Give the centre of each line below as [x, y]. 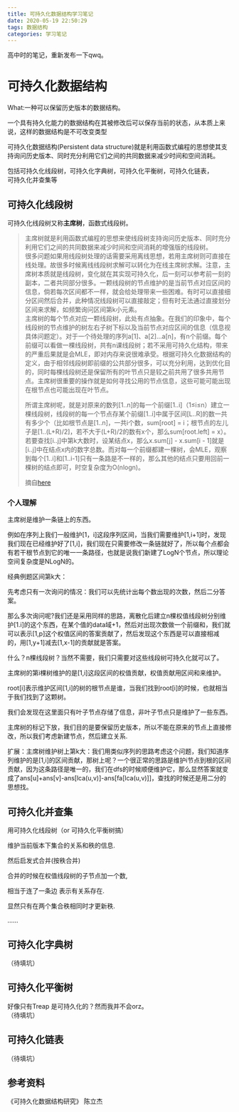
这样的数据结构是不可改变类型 [63, 132]
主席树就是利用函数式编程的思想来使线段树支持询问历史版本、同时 [121, 238]
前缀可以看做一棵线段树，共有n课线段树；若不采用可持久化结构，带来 [127, 345]
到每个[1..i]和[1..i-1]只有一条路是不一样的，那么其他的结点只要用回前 [124, 458]
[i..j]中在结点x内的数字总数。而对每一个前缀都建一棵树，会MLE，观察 [126, 449]
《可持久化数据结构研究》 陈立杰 [55, 1101]
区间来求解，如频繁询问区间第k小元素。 [83, 310]
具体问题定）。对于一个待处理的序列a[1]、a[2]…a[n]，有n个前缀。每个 [126, 336]
